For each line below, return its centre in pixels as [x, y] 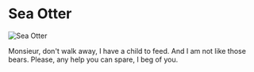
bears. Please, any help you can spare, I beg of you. [93, 59]
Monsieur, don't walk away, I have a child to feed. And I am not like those [127, 51]
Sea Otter [40, 14]
